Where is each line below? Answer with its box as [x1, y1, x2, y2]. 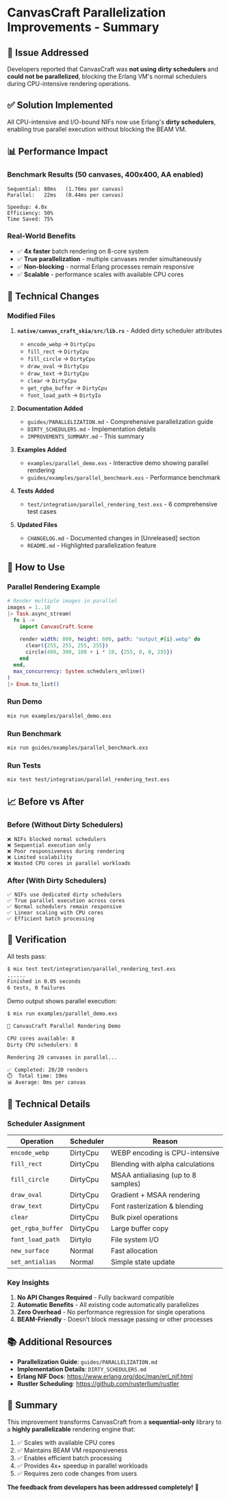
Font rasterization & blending [110, 1201, 204, 1211]
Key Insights [7, 1277, 50, 1287]
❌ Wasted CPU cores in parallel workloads [7, 860, 131, 867]
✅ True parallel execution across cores [7, 897, 125, 904]
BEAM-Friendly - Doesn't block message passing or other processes [16, 1315, 214, 1323]
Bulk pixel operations [110, 1212, 179, 1222]
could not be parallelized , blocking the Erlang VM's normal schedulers [7, 72, 207, 80]
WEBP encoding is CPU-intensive [110, 1148, 220, 1157]
